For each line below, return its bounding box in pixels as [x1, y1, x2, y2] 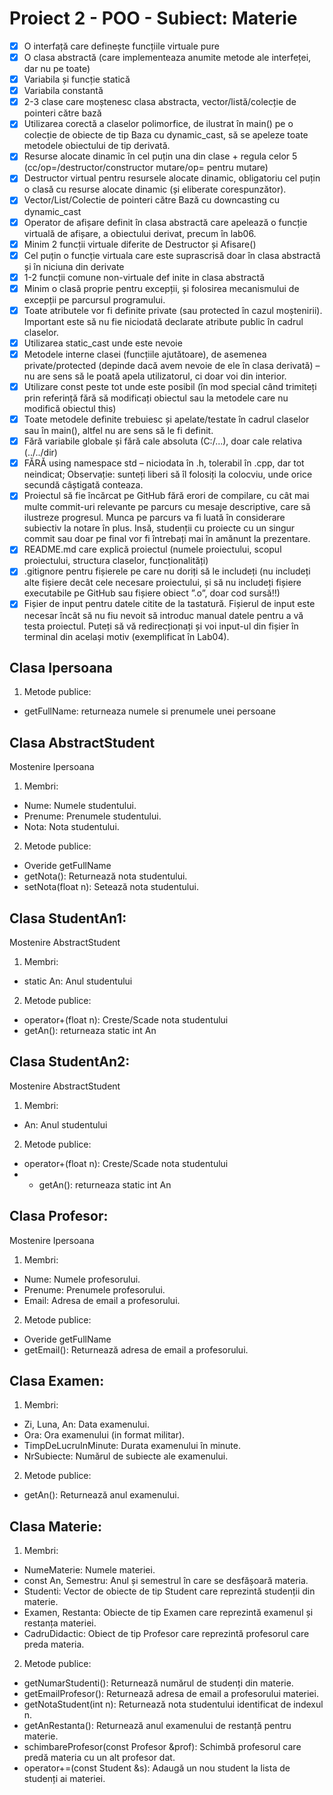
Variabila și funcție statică [23, 73, 131, 86]
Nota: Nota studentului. [23, 821, 120, 833]
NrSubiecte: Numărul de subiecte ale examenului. [23, 1450, 229, 1462]
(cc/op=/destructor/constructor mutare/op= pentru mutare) [23, 162, 269, 174]
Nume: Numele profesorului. [23, 1273, 141, 1285]
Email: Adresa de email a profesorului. [23, 1294, 181, 1306]
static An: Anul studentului [23, 975, 133, 987]
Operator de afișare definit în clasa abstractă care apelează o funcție [23, 216, 308, 228]
